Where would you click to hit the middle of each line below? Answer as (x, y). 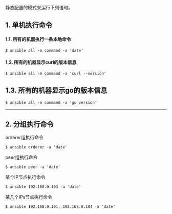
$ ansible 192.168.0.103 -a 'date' (43, 187)
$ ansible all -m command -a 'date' (44, 50)
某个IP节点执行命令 (25, 177)
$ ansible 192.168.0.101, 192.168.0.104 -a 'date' (60, 207)
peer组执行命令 (21, 157)
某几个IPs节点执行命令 (29, 197)
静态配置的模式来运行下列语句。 (39, 7)
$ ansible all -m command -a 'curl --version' (56, 73)
